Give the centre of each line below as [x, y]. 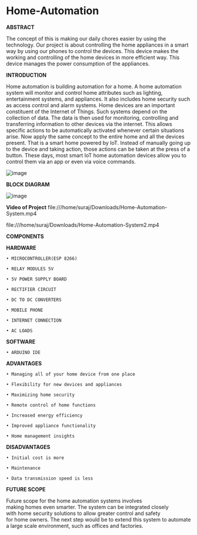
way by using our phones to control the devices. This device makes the [92, 51]
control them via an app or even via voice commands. [71, 161]
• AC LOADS [19, 331]
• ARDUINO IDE [24, 352]
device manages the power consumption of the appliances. [78, 64]
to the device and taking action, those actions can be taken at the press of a [98, 149]
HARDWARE [21, 247]
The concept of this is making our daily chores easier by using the [86, 38]
